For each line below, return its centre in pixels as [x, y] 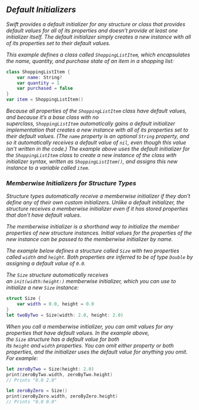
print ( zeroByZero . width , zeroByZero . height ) [62, 396]
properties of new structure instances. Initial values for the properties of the [99, 233]
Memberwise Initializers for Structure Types [71, 183]
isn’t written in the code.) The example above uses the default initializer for [98, 149]
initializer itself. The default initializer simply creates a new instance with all [99, 37]
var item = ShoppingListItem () [45, 100]
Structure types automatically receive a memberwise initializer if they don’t [98, 196]
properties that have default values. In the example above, [78, 333]
